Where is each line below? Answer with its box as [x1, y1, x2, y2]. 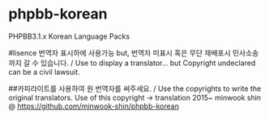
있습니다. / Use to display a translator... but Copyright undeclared [40, 58, 256, 68]
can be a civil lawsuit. [8, 67, 81, 76]
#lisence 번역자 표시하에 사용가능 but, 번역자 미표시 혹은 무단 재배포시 [8, 47, 231, 57]
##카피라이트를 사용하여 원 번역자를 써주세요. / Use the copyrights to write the [8, 84, 262, 93]
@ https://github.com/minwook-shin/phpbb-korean [8, 101, 180, 111]
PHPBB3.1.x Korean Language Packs [8, 31, 130, 41]
